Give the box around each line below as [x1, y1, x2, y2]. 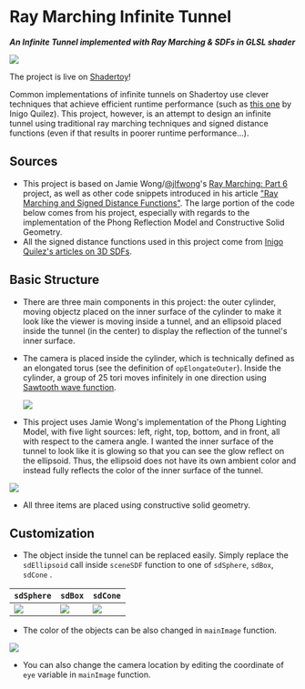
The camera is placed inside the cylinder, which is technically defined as [22, 352, 295, 363]
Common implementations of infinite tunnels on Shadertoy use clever [9, 88, 269, 99]
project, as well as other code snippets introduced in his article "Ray [22, 187, 279, 198]
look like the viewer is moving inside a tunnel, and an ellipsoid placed [22, 316, 282, 327]
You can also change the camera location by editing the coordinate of [22, 660, 284, 671]
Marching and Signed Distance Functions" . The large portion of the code [22, 198, 295, 208]
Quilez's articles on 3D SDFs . [22, 246, 133, 257]
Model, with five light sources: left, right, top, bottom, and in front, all [22, 426, 280, 437]
